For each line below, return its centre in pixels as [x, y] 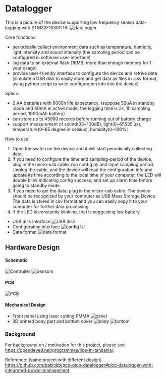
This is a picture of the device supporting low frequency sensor [70, 22]
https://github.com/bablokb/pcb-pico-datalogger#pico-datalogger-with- [79, 365]
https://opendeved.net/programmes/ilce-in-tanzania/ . [60, 350]
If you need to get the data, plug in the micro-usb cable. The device [81, 190]
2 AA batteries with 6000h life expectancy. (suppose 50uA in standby [83, 103]
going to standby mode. [37, 185]
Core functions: [21, 37]
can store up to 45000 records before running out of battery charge [82, 119]
